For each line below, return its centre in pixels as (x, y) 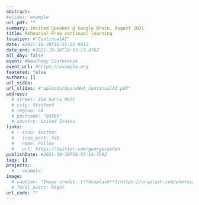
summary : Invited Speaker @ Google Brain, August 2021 (75, 28)
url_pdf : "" (21, 22)
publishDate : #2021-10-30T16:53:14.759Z (57, 154)
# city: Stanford (33, 105)
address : (17, 94)
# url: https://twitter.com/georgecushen (66, 149)
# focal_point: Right (38, 187)
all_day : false (25, 56)
